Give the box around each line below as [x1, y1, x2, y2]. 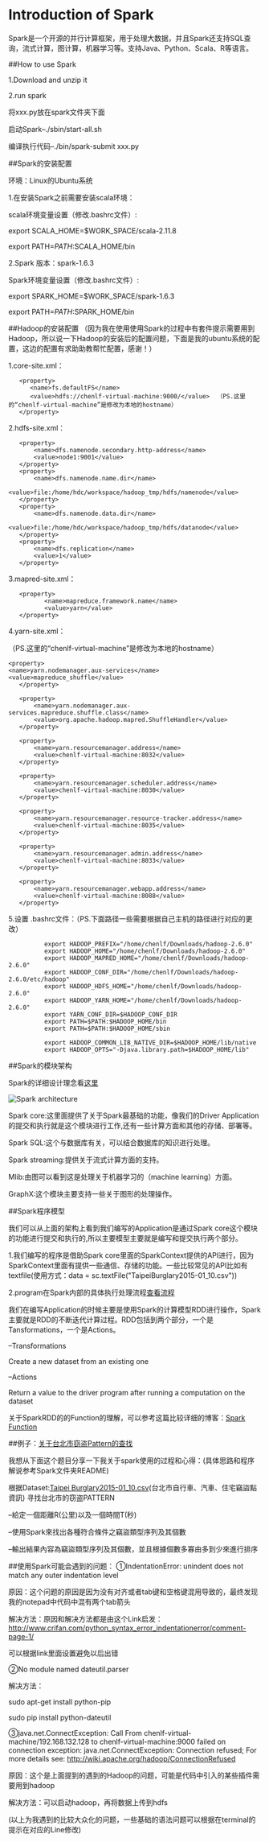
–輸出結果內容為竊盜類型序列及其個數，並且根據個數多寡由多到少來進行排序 [8, 1543, 259, 1554]
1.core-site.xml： [8, 361, 64, 370]
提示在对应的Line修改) [8, 1824, 82, 1834]
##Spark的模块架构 [8, 1061, 72, 1070]
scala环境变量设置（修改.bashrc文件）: [8, 209, 137, 219]
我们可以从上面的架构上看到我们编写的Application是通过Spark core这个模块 [8, 1223, 259, 1233]
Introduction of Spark [8, 6, 154, 24]
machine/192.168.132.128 [8, 1737, 90, 1746]
